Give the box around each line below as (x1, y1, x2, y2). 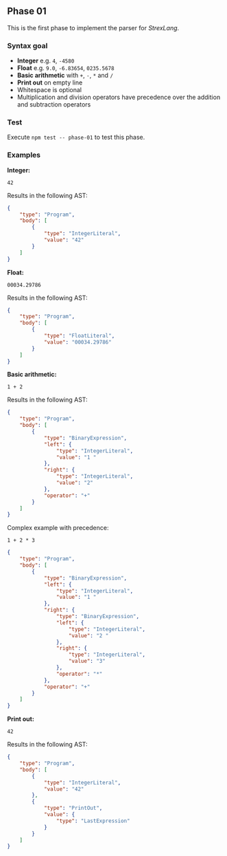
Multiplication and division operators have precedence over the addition (16, 93, 221, 102)
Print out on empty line (16, 78, 83, 87)
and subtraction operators (16, 100, 91, 109)
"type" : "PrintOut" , (43, 804, 103, 812)
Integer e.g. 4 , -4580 (16, 56, 75, 65)
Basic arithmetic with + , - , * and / (16, 72, 114, 80)
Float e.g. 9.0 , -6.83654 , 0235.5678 (16, 64, 115, 72)
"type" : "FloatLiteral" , (43, 333, 115, 340)
